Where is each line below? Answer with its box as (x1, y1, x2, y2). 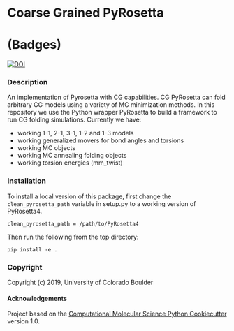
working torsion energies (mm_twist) (17, 159, 124, 167)
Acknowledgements (7, 294, 68, 302)
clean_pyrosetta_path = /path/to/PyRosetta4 (7, 220, 139, 228)
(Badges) (7, 37, 61, 53)
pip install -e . (7, 246, 58, 253)
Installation (7, 176, 47, 186)
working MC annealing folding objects (17, 152, 127, 160)
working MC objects (17, 144, 75, 152)
